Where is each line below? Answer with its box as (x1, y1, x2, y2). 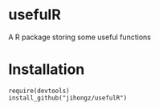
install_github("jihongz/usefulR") (8, 94, 128, 102)
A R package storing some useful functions (8, 32, 151, 42)
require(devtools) (8, 87, 70, 95)
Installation (8, 60, 85, 79)
